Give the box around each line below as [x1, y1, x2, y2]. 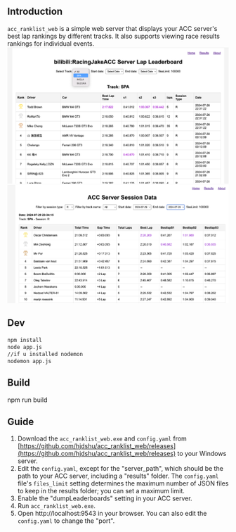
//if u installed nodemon [7, 350, 83, 357]
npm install [7, 336, 42, 343]
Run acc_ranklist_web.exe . [17, 502, 96, 510]
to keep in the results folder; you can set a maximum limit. [17, 487, 185, 495]
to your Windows [177, 450, 227, 458]
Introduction [7, 6, 63, 18]
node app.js [7, 343, 42, 350]
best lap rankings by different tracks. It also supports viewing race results [7, 32, 220, 40]
